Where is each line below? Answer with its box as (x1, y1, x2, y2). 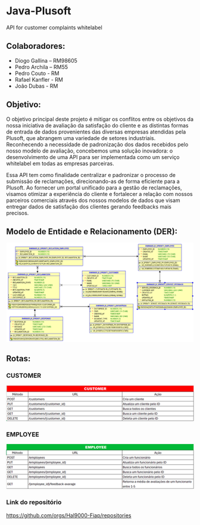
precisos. (6, 209, 29, 216)
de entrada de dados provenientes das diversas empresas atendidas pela (6, 128, 186, 135)
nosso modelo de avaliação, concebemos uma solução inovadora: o (6, 147, 173, 154)
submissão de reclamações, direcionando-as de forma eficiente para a (6, 178, 180, 185)
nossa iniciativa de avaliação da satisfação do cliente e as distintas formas (6, 122, 189, 129)
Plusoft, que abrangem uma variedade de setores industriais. (6, 134, 156, 141)
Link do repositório (6, 498, 62, 507)
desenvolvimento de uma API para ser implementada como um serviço (6, 153, 180, 160)
